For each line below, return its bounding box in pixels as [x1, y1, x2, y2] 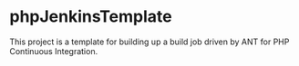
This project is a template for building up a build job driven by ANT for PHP [9, 36, 290, 47]
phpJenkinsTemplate [9, 6, 172, 27]
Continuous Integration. [9, 45, 98, 56]
